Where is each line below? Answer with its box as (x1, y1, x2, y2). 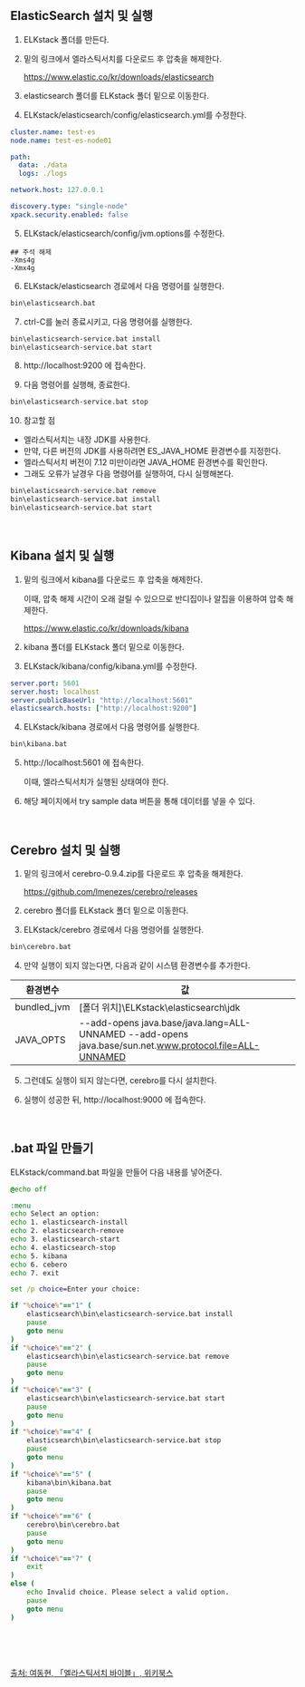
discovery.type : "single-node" (10, 202, 129, 211)
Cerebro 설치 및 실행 (10, 842, 121, 858)
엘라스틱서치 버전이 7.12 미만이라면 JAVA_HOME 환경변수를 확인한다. (23, 457, 268, 468)
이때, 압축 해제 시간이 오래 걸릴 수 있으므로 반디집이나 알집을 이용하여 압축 (23, 593, 284, 604)
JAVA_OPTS (14, 1033, 66, 1046)
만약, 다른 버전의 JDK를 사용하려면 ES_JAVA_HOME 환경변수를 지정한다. (23, 446, 281, 457)
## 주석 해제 (10, 247, 52, 257)
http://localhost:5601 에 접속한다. (23, 757, 144, 768)
